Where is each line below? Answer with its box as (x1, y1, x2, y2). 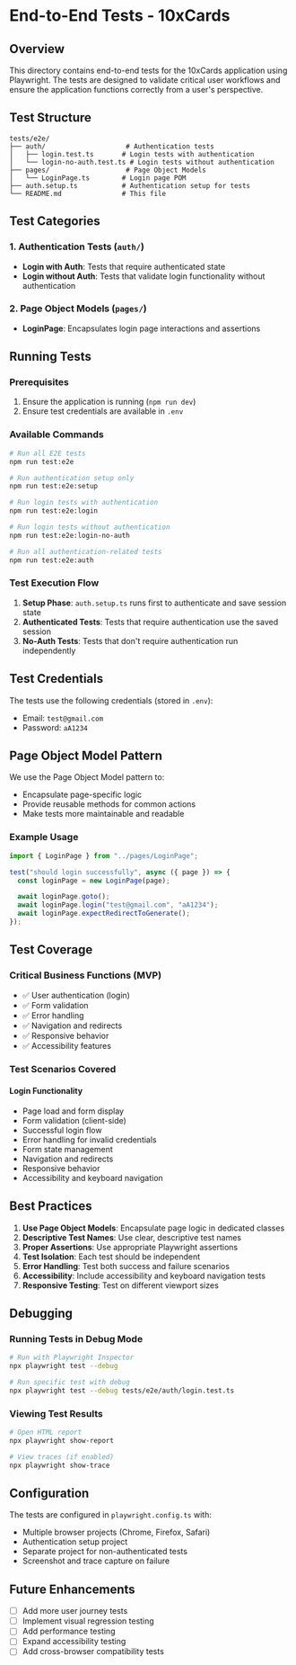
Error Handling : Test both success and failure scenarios (22, 1260, 231, 1271)
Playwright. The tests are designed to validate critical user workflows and (9, 75, 281, 85)
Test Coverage (9, 942, 93, 958)
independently (22, 645, 76, 656)
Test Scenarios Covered (9, 1063, 117, 1076)
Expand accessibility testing (22, 1636, 126, 1647)
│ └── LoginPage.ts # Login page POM (9, 173, 187, 183)
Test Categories (9, 213, 100, 229)
